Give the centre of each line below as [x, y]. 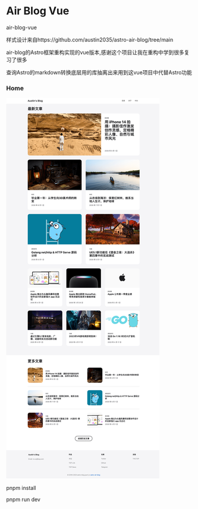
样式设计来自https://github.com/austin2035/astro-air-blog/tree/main [90, 39]
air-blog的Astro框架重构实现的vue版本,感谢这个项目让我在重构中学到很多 [95, 52]
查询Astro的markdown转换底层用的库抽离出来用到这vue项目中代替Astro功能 [99, 72]
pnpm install [21, 488]
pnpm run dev [23, 499]
